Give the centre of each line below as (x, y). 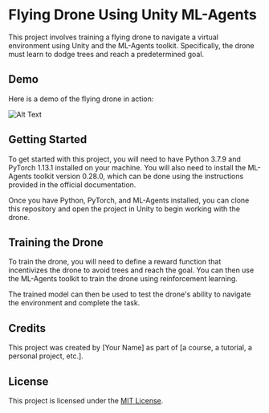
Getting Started (48, 139)
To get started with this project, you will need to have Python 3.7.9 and (124, 159)
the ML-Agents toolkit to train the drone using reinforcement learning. (123, 279)
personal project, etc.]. (46, 356)
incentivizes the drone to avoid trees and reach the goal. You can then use (131, 270)
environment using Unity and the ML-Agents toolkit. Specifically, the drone (131, 45)
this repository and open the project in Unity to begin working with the (124, 209)
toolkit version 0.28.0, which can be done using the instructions (139, 176)
